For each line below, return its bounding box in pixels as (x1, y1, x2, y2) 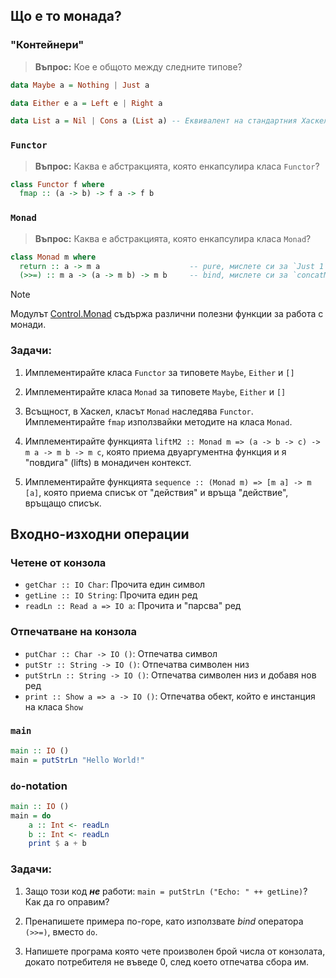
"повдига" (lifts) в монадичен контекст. (24, 456, 192, 468)
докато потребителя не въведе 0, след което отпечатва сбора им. (24, 955, 310, 968)
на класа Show (24, 700, 83, 713)
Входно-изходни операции (10, 525, 190, 543)
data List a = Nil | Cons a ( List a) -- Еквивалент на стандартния (10, 116, 298, 126)
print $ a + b (28, 839, 87, 849)
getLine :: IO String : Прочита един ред (24, 589, 198, 601)
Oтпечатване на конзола (10, 625, 137, 639)
